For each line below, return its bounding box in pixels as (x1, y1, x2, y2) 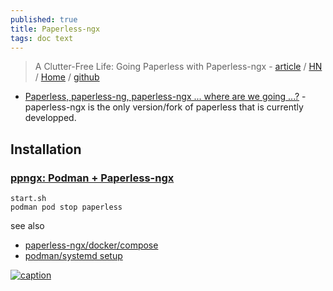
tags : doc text (10, 33, 74, 43)
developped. (24, 112, 77, 124)
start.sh (10, 194, 47, 204)
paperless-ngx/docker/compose (24, 239, 159, 251)
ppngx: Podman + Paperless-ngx (10, 171, 175, 185)
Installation (10, 141, 82, 158)
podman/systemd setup (24, 250, 123, 262)
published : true (10, 14, 78, 25)
